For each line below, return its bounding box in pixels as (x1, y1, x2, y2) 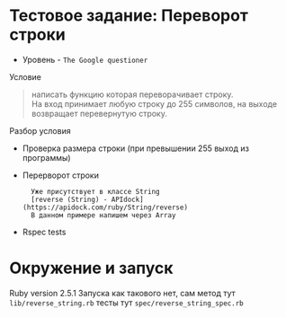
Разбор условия (9, 125, 71, 136)
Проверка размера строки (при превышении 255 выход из (22, 143, 250, 154)
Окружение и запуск (9, 258, 174, 278)
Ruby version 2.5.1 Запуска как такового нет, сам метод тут (9, 287, 236, 298)
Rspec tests (22, 226, 67, 237)
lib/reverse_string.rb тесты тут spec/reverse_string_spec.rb (9, 297, 245, 308)
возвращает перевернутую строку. (31, 108, 168, 119)
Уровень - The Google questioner (22, 54, 148, 65)
